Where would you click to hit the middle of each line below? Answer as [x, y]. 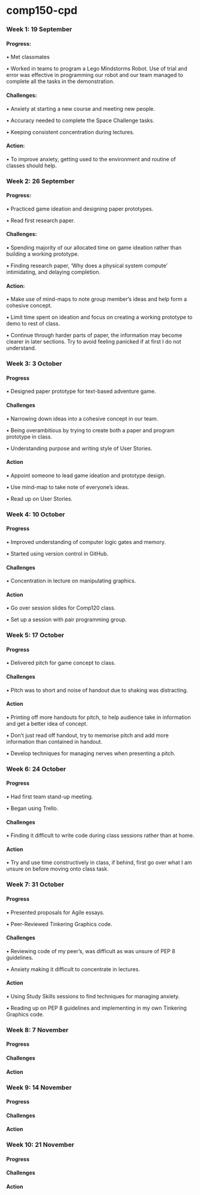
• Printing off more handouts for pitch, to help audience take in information [98, 717]
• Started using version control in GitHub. [57, 554]
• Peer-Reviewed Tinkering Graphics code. [59, 924]
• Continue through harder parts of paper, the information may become [94, 335]
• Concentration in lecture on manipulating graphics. [71, 581]
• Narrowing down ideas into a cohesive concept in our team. [82, 418]
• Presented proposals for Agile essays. [56, 912]
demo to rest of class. [33, 324]
